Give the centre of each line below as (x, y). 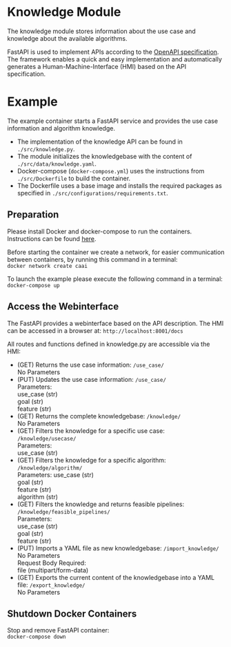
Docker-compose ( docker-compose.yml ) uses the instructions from (111, 171)
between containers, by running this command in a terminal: (92, 259)
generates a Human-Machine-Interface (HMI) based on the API (97, 66)
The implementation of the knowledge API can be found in (100, 142)
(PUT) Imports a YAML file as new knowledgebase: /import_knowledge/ (118, 548)
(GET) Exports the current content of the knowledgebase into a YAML (116, 577)
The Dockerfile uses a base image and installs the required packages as (119, 185)
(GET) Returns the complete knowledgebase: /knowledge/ (99, 416)
